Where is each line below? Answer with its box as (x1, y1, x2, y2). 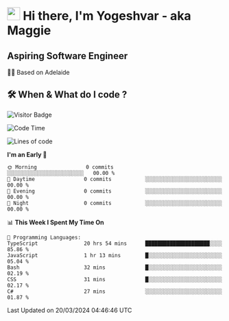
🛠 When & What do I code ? (7, 89, 128, 101)
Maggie (7, 23, 51, 38)
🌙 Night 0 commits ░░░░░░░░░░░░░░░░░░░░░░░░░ (7, 200, 223, 206)
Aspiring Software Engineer (7, 50, 128, 62)
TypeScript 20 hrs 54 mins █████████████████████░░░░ (7, 240, 223, 247)
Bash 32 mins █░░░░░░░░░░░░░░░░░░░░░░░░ (7, 264, 223, 271)
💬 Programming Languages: (7, 234, 81, 241)
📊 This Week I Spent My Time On (7, 218, 104, 226)
